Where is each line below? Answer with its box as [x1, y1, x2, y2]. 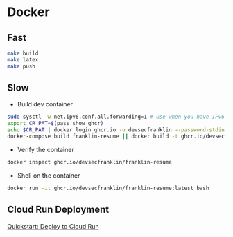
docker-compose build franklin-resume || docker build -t [7, 133, 178, 140]
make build [7, 50, 39, 57]
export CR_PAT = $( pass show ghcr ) [7, 120, 104, 127]
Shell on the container [17, 171, 80, 180]
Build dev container [17, 100, 74, 108]
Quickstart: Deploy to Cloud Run [7, 222, 99, 230]
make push [7, 63, 36, 70]
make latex [7, 56, 39, 63]
